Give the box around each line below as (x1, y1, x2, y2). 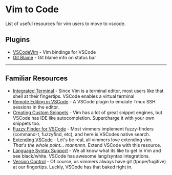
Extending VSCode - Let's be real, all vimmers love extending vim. (12, 137, 153, 143)
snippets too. (12, 120, 41, 126)
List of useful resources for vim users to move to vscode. (5, 20, 126, 27)
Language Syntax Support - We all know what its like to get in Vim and (12, 147, 161, 154)
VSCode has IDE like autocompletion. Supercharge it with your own (12, 115, 155, 121)
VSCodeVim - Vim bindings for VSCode (12, 49, 96, 55)
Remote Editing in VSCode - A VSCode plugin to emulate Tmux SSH (12, 98, 156, 104)
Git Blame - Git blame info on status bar (12, 54, 96, 60)
